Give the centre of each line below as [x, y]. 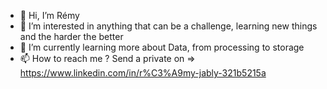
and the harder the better [71, 36]
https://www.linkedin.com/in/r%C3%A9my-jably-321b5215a [143, 73]
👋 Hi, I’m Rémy [49, 15]
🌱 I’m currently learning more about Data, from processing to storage [162, 47]
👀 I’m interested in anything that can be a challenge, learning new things [168, 26]
